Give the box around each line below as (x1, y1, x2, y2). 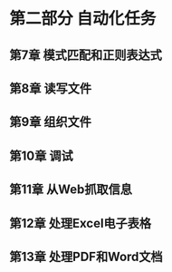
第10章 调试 (9, 148, 74, 163)
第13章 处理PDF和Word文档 (9, 248, 163, 264)
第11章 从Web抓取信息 (9, 182, 133, 198)
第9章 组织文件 (9, 114, 92, 130)
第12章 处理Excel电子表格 (9, 215, 152, 231)
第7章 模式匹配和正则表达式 (9, 47, 163, 63)
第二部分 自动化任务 (9, 8, 157, 29)
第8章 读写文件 (9, 81, 92, 96)
